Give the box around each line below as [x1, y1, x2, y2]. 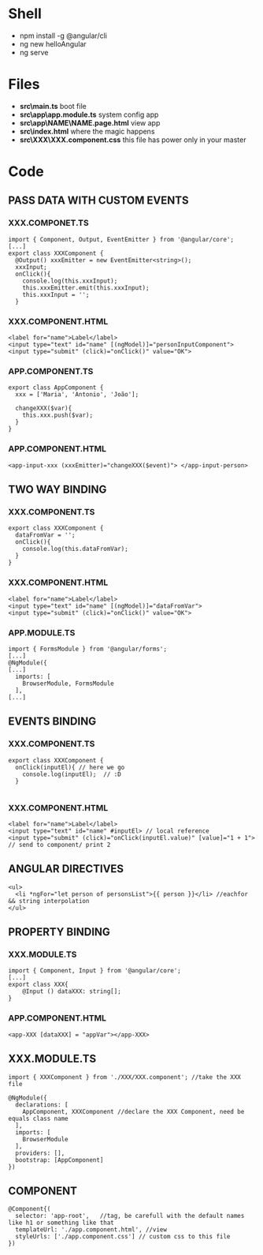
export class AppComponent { [8, 384, 104, 391]
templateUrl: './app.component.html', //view [15, 1226, 168, 1234]
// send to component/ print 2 [8, 841, 111, 849]
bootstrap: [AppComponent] [15, 1156, 104, 1164]
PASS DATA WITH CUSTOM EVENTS [8, 194, 189, 208]
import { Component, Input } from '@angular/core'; [8, 967, 181, 975]
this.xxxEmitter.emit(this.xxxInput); [22, 283, 150, 292]
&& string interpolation [8, 897, 90, 905]
